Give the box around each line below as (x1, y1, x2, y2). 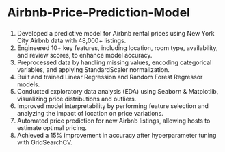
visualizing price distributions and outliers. (16, 94, 137, 103)
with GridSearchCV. (16, 138, 73, 147)
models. (16, 80, 40, 88)
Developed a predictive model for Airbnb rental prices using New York (16, 29, 215, 38)
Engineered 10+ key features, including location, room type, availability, (16, 44, 218, 52)
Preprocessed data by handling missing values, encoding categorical (16, 58, 212, 66)
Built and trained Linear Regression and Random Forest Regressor (16, 73, 203, 81)
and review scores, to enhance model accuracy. (16, 51, 153, 60)
